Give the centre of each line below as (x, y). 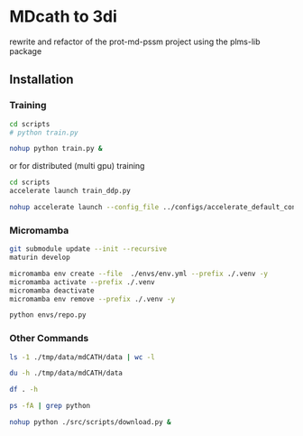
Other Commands (49, 339)
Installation (41, 80)
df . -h (24, 390)
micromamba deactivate (52, 291)
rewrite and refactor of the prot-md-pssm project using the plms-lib (135, 42)
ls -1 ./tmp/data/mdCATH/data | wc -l (82, 357)
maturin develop (40, 258)
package (26, 51)
